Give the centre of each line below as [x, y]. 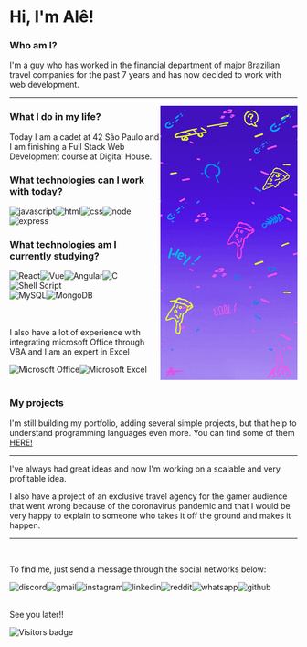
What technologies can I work [77, 180]
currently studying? [54, 256]
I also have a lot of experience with [75, 333]
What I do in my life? [55, 117]
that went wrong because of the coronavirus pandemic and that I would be [150, 505]
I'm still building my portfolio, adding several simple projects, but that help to [153, 423]
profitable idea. [38, 478]
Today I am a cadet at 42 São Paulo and [85, 137]
